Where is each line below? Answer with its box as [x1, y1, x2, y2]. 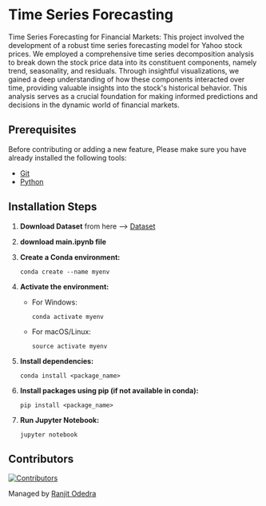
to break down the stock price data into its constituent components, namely [8, 58, 257, 67]
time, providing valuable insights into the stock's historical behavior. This [8, 82, 248, 93]
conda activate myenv [31, 313, 104, 321]
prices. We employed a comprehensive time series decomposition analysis [8, 49, 254, 58]
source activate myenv [31, 342, 108, 350]
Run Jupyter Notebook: [19, 415, 100, 424]
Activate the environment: [19, 281, 109, 291]
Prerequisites [8, 123, 77, 137]
